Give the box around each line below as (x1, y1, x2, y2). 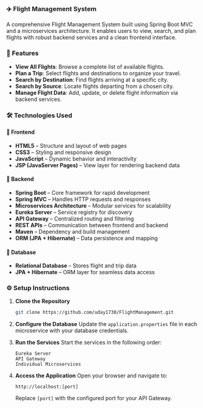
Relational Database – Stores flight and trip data (15, 262, 137, 269)
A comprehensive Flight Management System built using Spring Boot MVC (6, 21, 193, 28)
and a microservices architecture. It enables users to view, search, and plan (6, 27, 196, 35)
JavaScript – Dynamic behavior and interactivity (15, 155, 137, 162)
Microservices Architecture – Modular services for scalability (15, 202, 172, 209)
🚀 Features (6, 49, 39, 57)
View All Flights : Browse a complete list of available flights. (15, 63, 165, 70)
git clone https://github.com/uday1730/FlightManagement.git (15, 310, 174, 316)
